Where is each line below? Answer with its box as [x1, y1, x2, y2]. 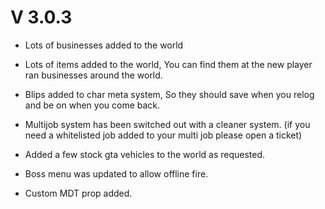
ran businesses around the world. [24, 69, 163, 81]
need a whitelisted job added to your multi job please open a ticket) [24, 129, 303, 141]
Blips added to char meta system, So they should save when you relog [24, 88, 315, 100]
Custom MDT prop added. [24, 187, 133, 199]
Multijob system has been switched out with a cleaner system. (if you [24, 118, 311, 130]
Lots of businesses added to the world [24, 39, 184, 51]
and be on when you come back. [24, 99, 161, 111]
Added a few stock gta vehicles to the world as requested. [24, 148, 266, 160]
